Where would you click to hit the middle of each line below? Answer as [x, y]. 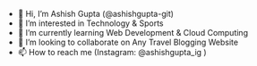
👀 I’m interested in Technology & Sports [90, 23]
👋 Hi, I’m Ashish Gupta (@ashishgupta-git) [96, 14]
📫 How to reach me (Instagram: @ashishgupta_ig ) [112, 52]
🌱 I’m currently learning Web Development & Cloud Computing [133, 33]
